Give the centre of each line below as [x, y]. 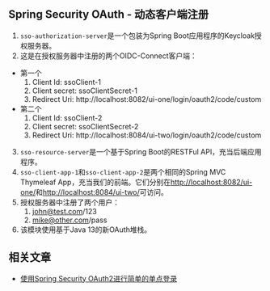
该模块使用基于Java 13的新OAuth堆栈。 [86, 230]
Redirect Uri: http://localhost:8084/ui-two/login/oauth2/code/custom [147, 135]
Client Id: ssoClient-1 [66, 82]
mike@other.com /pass [70, 220]
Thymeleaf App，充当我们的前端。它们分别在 [95, 182]
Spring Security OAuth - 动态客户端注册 [109, 15]
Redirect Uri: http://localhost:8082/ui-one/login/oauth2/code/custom [147, 99]
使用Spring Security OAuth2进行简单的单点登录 [99, 278]
